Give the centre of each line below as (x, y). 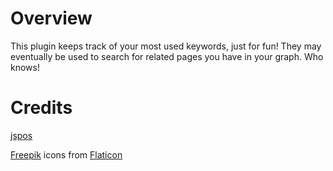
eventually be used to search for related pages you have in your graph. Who (167, 56)
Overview (51, 18)
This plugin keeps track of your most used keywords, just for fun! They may (166, 46)
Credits (41, 108)
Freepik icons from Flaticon (66, 154)
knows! (25, 67)
